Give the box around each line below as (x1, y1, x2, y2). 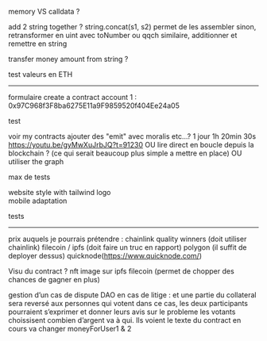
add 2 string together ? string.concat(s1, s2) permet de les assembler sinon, (8, 22, 257, 31)
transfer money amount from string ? (8, 55, 129, 63)
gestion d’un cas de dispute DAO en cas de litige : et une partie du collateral (8, 290, 257, 300)
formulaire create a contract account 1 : (8, 93, 137, 102)
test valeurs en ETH (8, 70, 73, 79)
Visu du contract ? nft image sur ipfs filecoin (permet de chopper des (8, 266, 234, 276)
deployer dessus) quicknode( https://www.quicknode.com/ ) (8, 251, 203, 260)
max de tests (8, 172, 51, 182)
